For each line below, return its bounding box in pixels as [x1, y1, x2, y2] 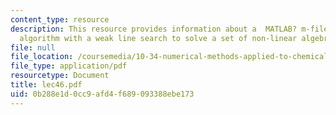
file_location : [10, 52, 74, 62]
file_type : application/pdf [10, 61, 128, 71]
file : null [10, 42, 56, 53]
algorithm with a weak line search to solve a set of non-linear [19, 33, 298, 43]
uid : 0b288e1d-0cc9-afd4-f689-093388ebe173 [10, 89, 195, 99]
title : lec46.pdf [10, 80, 83, 90]
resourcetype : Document [10, 71, 110, 81]
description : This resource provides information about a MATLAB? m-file [10, 24, 329, 34]
